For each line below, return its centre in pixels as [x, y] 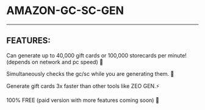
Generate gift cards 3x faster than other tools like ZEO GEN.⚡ [83, 86]
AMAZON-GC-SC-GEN [65, 11]
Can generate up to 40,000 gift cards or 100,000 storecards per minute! [97, 55]
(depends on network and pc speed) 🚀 [55, 62]
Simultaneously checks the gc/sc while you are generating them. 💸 [90, 73]
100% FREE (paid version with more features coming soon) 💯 [83, 100]
